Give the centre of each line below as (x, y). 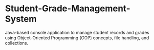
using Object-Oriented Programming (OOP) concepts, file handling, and (77, 38)
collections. (17, 43)
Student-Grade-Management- (68, 9)
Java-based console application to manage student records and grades (77, 32)
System (21, 19)
